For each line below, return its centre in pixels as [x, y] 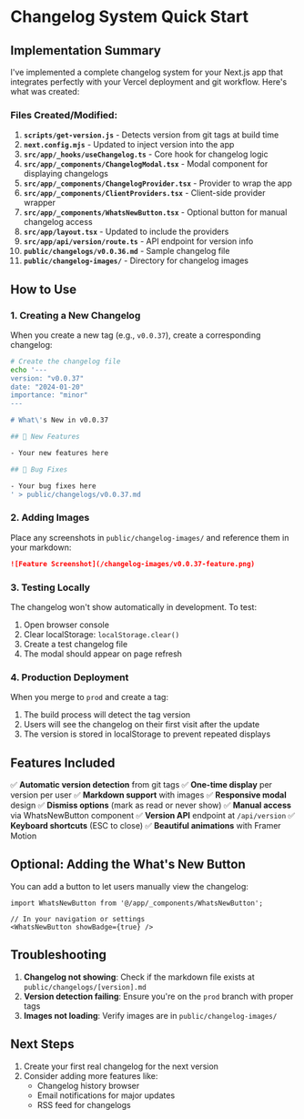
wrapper [39, 203]
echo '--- [29, 370]
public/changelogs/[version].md [85, 987]
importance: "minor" [50, 395]
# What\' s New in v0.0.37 [59, 421]
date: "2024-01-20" [47, 387]
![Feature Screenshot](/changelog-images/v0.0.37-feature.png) [133, 564]
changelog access [58, 222]
